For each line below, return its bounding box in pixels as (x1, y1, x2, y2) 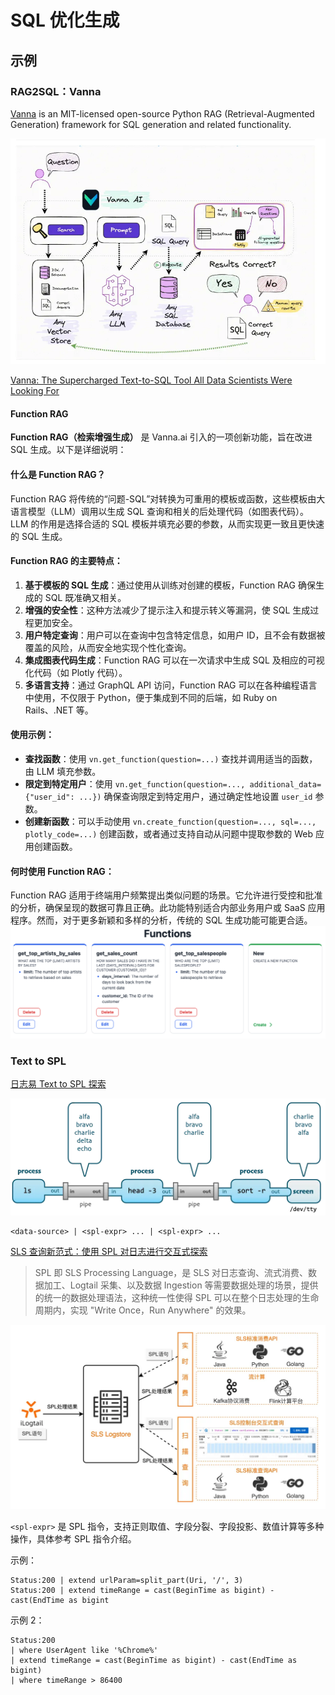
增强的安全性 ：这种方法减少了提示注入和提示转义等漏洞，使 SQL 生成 (24, 604, 311, 616)
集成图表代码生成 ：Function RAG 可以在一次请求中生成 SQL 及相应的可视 (24, 654, 325, 666)
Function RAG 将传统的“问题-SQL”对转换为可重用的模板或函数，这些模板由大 (10, 492, 326, 505)
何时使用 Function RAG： (10, 865, 115, 877)
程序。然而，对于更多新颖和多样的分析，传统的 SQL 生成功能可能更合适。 (10, 914, 313, 926)
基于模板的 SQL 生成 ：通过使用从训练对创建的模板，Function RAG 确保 (24, 579, 316, 591)
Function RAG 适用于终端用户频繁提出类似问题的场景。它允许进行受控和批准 (10, 889, 323, 901)
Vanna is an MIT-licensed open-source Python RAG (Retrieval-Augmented (10, 107, 315, 120)
